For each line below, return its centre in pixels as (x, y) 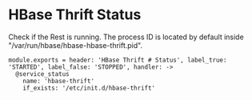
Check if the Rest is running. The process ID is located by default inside (126, 37)
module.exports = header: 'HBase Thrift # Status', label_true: (118, 60)
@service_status (42, 74)
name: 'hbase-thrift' (58, 81)
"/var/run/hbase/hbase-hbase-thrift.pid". (75, 45)
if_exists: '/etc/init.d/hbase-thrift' (89, 88)
